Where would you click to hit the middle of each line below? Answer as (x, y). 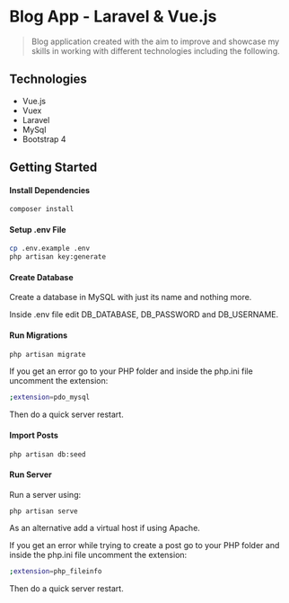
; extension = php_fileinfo (56, 572)
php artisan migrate (48, 354)
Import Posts (34, 435)
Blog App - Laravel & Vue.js (113, 17)
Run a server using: (45, 494)
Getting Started (53, 168)
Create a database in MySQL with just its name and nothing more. (131, 297)
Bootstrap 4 (44, 139)
